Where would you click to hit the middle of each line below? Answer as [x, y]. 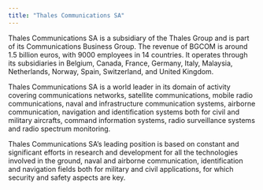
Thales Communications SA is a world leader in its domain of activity [119, 87]
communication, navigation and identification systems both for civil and [124, 112]
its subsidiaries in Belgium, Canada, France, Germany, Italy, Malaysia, [120, 63]
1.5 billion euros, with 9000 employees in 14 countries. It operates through [128, 54]
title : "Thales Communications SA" [67, 15]
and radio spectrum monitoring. [59, 129]
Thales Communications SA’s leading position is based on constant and [124, 143]
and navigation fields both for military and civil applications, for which [121, 169]
